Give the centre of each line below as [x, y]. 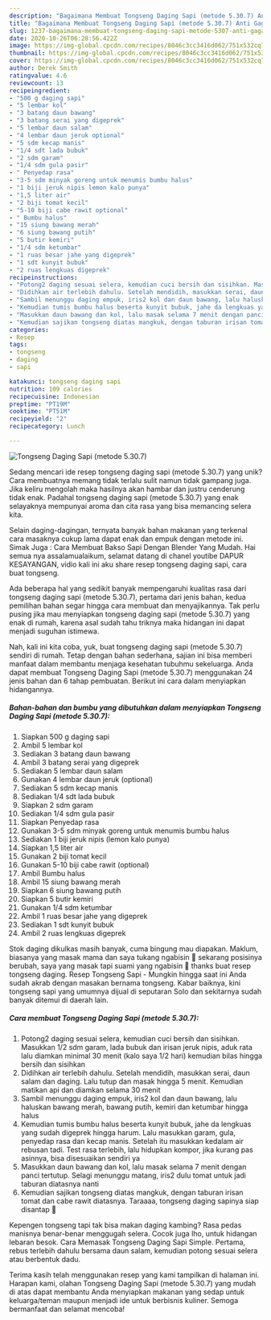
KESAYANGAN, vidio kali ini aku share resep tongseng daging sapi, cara [128, 564]
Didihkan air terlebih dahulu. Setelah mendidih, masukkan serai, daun [135, 1072]
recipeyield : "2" [38, 419]
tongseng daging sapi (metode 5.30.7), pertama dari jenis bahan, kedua [127, 596]
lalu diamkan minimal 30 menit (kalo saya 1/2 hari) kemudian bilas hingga [142, 1056]
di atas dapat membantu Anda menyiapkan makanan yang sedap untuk [127, 1292]
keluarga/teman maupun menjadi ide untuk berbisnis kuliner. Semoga [124, 1300]
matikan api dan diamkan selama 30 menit [90, 1089]
